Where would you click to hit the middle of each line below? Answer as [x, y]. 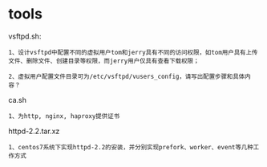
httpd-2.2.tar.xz [34, 131]
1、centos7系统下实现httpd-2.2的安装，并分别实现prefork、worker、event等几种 [131, 147]
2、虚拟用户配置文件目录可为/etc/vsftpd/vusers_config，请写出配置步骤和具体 [127, 76]
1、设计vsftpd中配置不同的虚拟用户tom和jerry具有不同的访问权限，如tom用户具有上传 [133, 52]
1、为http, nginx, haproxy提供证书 [64, 116]
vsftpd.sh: [25, 36]
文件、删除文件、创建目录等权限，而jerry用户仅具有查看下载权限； [104, 61]
